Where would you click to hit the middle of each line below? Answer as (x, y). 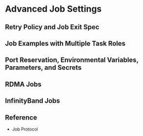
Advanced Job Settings (54, 9)
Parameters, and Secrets (43, 68)
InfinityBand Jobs (33, 101)
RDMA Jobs (23, 84)
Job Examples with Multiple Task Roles (65, 43)
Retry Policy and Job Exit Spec (52, 27)
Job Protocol (25, 129)
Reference (21, 117)
